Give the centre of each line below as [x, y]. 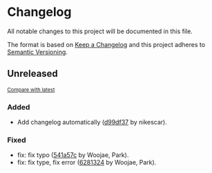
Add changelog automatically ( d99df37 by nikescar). [92, 122]
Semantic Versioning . [37, 52]
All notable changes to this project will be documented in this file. [100, 31]
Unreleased [33, 74]
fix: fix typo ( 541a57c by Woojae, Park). [73, 155]
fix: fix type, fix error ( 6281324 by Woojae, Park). [87, 163]
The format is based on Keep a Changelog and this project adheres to [106, 44]
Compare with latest [31, 90]
